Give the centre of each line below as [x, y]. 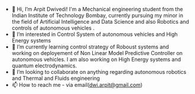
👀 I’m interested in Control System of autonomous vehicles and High [95, 34]
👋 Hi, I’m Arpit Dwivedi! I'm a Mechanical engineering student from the [97, 9]
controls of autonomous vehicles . [53, 28]
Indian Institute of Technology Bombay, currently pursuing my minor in [97, 15]
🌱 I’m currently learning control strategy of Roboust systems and [90, 47]
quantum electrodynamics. [44, 66]
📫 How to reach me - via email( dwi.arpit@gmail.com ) [77, 85]
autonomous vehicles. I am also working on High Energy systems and [96, 59]
